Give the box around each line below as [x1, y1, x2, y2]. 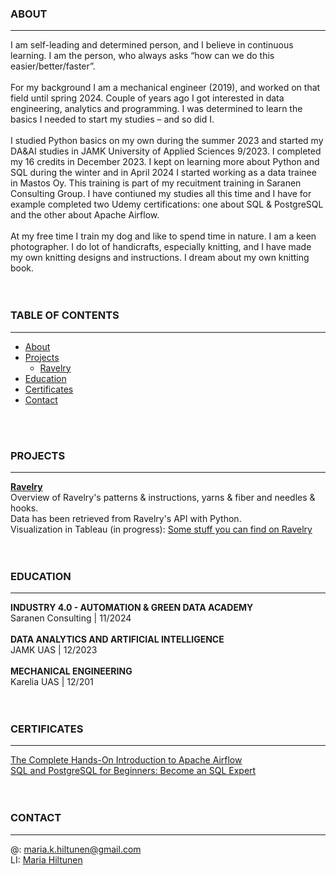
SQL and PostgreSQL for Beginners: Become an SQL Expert [10, 765, 257, 777]
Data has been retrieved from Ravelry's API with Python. [10, 512, 242, 524]
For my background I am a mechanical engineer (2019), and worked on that [10, 82, 321, 94]
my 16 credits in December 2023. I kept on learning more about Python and [10, 156, 320, 168]
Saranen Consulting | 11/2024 [10, 612, 132, 624]
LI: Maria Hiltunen [10, 853, 83, 866]
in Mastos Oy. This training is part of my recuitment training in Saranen [10, 177, 302, 189]
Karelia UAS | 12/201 [10, 676, 94, 688]
